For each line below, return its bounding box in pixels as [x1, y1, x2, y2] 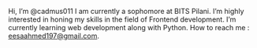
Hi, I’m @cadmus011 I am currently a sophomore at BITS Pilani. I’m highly [8, 7, 244, 15]
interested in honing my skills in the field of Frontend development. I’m [8, 15, 237, 24]
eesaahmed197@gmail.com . [8, 31, 100, 40]
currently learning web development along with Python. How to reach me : [8, 23, 250, 32]
